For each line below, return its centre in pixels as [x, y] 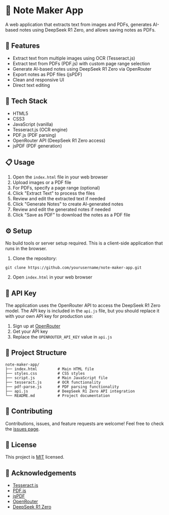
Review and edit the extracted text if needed [59, 199]
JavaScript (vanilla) [33, 124]
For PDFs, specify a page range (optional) [56, 188]
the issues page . [23, 429]
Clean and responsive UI [38, 80]
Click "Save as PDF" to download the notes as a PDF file [71, 215]
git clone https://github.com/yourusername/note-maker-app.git [74, 268]
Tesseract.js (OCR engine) [40, 130]
